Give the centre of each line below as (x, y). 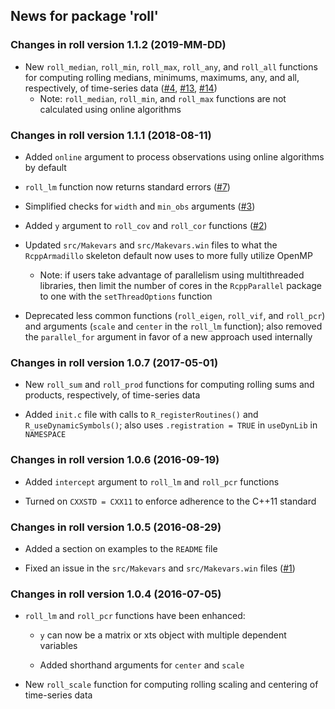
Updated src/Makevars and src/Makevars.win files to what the (151, 245)
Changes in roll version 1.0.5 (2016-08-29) (116, 527)
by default (45, 167)
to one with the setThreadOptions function (126, 296)
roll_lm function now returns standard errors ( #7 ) (127, 186)
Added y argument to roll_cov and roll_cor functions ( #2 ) (146, 225)
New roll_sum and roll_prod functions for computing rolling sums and (169, 385)
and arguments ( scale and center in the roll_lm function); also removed (173, 326)
